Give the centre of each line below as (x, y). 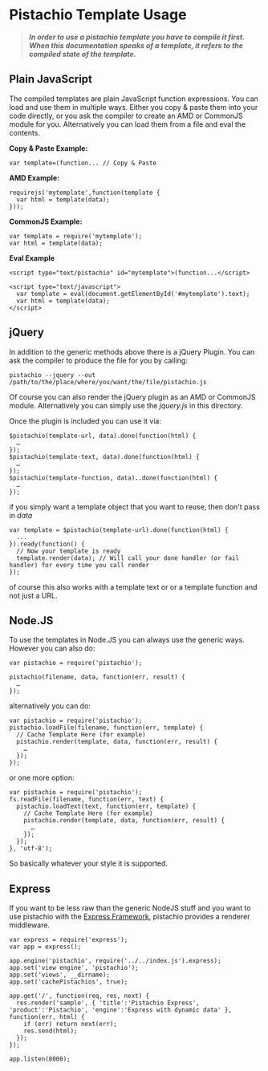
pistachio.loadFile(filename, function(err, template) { (106, 728)
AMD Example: (35, 177)
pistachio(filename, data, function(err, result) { (97, 677)
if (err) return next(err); (70, 1024)
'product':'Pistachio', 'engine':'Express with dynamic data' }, (120, 1010)
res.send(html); (51, 1031)
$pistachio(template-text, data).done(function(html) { (104, 456)
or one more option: (42, 778)
